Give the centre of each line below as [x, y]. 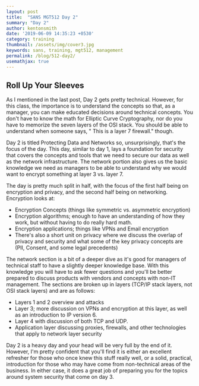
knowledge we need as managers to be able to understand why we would [97, 168]
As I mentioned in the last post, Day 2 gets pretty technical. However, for [95, 100]
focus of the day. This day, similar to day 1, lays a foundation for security [95, 149]
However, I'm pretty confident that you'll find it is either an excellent [89, 352]
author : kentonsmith [32, 28]
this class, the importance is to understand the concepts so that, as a [91, 106]
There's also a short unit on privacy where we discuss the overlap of [99, 235]
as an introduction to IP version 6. [56, 315]
